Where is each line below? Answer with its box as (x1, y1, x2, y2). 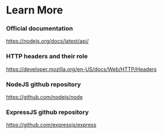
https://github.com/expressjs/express (6, 121, 96, 129)
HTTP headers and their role (6, 52, 88, 60)
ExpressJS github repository (6, 108, 89, 116)
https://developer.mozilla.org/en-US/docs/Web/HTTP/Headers (6, 66, 157, 73)
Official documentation (6, 25, 73, 33)
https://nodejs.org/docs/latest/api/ (6, 37, 89, 44)
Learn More (6, 4, 63, 17)
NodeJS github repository (6, 80, 81, 88)
